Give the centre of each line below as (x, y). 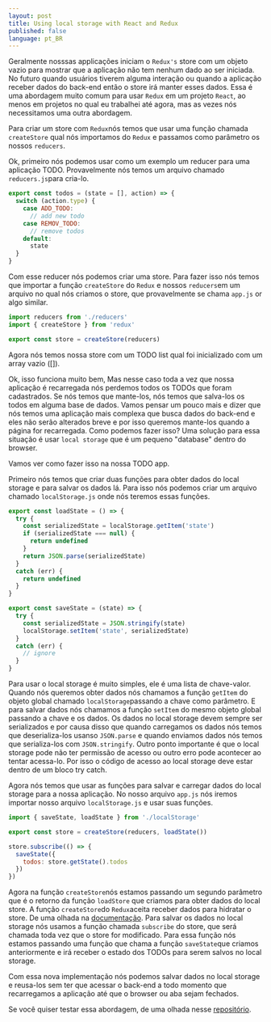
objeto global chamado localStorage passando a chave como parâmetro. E (132, 701)
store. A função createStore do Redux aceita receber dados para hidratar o (130, 910)
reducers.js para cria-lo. (49, 179)
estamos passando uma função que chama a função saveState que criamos (133, 944)
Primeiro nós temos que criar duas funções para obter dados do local (124, 479)
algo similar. (28, 302)
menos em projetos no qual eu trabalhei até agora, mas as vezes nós (123, 104)
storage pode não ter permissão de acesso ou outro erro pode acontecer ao (135, 752)
